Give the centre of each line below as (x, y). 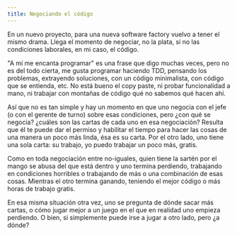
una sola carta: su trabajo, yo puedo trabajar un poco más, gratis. (103, 144)
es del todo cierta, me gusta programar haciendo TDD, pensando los (107, 70)
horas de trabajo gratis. (41, 188)
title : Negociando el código (50, 14)
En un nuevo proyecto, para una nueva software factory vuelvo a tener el (114, 34)
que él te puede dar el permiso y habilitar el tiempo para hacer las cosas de (117, 129)
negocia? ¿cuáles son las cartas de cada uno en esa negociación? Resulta (116, 122)
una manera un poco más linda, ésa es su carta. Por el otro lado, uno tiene (116, 137)
